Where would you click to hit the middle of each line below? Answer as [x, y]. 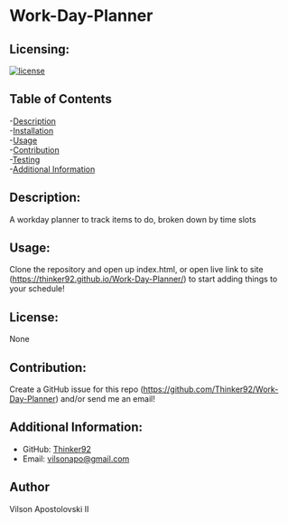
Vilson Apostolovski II [49, 509]
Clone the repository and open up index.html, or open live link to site [136, 270]
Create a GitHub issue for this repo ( [77, 389]
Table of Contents [61, 99]
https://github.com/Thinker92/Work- [211, 389]
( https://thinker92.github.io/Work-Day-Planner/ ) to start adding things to [144, 279]
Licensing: [40, 49]
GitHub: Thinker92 [57, 449]
